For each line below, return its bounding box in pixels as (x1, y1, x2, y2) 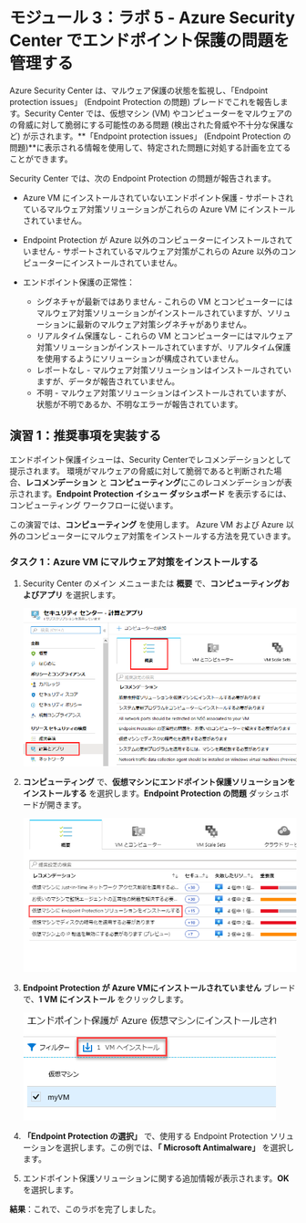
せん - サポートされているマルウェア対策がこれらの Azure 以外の (38, 246, 280, 256)
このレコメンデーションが (188, 476, 285, 487)
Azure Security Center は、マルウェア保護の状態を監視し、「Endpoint (9, 85, 269, 96)
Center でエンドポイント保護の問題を (9, 30, 290, 51)
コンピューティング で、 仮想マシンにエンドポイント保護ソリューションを (22, 777, 296, 788)
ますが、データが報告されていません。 (36, 375, 180, 387)
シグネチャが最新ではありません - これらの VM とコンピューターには (36, 296, 293, 307)
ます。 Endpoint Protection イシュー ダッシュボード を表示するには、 (33, 488, 291, 499)
